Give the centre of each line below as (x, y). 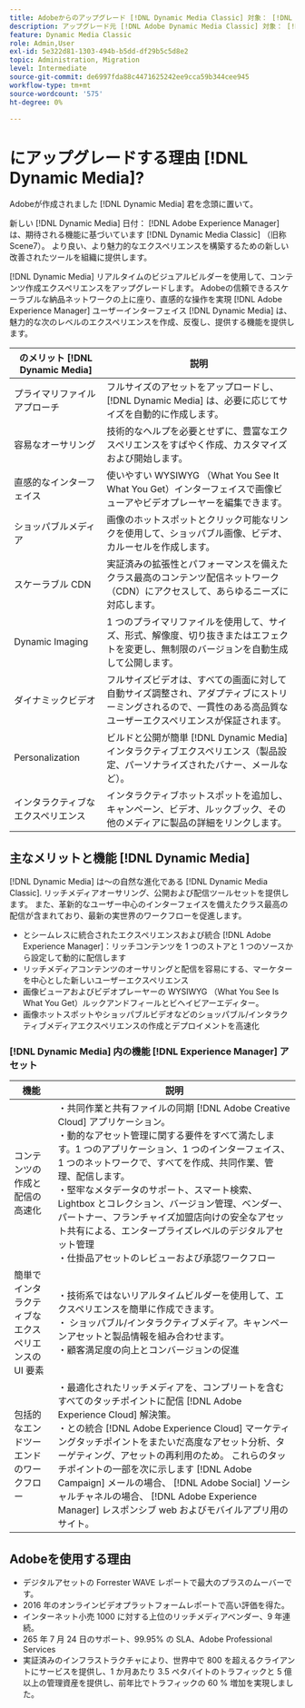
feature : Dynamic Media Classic (70, 35)
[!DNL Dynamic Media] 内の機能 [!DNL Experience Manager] (144, 1051)
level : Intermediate (49, 69)
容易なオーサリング (55, 445)
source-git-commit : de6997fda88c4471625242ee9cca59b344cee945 (129, 77)
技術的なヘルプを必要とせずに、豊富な (188, 431)
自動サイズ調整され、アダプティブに (184, 694)
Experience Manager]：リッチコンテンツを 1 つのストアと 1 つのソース (154, 946)
